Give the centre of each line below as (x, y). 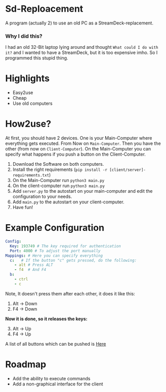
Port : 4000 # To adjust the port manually (55, 251)
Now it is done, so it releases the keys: (46, 319)
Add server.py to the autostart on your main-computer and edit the (82, 191)
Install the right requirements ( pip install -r (60, 170)
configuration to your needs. (42, 197)
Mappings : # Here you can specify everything (54, 255)
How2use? (28, 124)
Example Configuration (55, 228)
